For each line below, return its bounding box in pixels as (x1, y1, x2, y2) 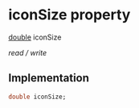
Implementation (8, 71, 90, 85)
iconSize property (8, 6, 131, 24)
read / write (8, 48, 47, 57)
